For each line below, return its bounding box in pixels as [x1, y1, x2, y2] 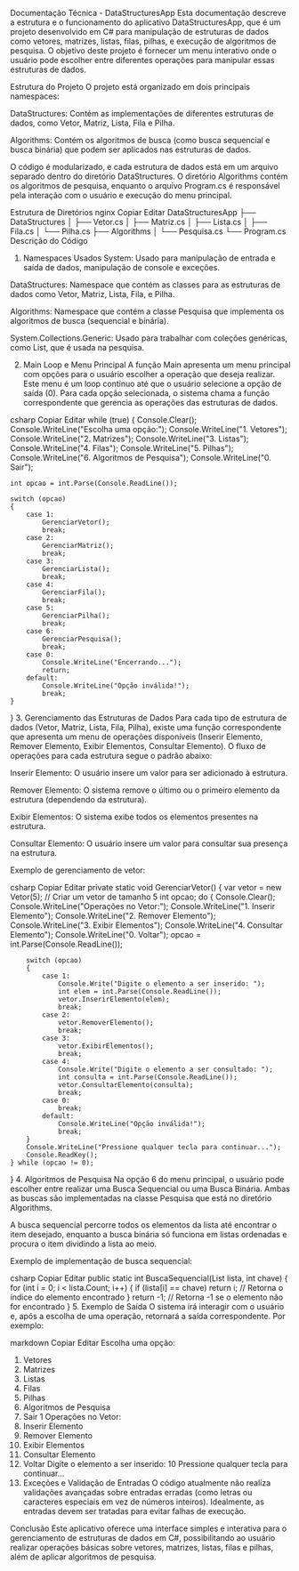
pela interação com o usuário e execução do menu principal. [10, 190, 232, 200]
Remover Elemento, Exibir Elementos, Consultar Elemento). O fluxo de [10, 741, 266, 751]
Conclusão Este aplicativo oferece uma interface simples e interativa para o [10, 1523, 287, 1534]
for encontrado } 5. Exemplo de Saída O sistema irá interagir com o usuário [10, 1301, 285, 1311]
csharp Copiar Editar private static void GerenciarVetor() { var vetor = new [10, 882, 282, 892]
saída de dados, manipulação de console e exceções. [22, 262, 221, 272]
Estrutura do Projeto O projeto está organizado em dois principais [10, 82, 250, 92]
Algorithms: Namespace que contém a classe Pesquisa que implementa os [10, 306, 285, 317]
